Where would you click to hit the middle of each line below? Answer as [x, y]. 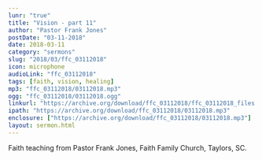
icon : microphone [37, 67]
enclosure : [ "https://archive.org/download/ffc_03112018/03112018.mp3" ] [130, 118]
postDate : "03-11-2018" [47, 37]
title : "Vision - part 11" [52, 23]
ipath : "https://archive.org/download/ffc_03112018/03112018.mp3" [119, 111]
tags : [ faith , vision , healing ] [61, 81]
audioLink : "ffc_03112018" [52, 74]
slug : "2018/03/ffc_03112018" [58, 60]
